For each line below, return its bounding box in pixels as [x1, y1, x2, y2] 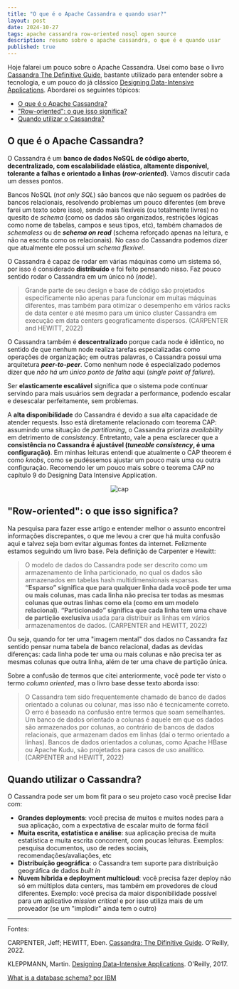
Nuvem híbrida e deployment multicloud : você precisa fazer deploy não [17, 874, 232, 882]
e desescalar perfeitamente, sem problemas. [7, 396, 139, 405]
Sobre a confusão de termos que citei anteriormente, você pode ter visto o [7, 671, 226, 680]
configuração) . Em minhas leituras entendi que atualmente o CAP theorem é [7, 448, 232, 456]
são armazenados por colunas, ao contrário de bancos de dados [24, 722, 215, 731]
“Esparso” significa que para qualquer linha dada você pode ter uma [24, 583, 232, 592]
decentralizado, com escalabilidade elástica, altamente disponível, [7, 161, 210, 170]
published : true [7, 43, 55, 50]
